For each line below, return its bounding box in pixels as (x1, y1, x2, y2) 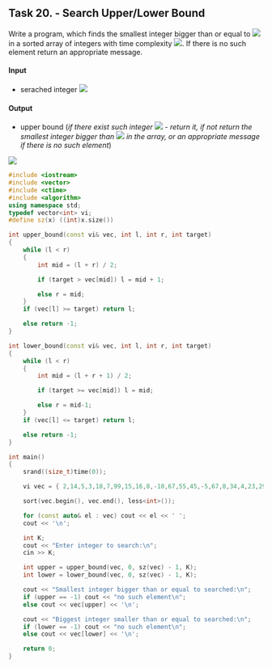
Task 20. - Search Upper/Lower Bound (8, 6, 206, 20)
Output (8, 103, 33, 112)
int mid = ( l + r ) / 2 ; (37, 260, 117, 269)
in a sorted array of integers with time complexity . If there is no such (8, 38, 247, 48)
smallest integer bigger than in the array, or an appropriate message (19, 132, 261, 142)
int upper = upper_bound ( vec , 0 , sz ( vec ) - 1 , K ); (23, 564, 198, 572)
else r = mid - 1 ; (37, 401, 92, 409)
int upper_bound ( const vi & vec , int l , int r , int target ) (8, 230, 212, 239)
